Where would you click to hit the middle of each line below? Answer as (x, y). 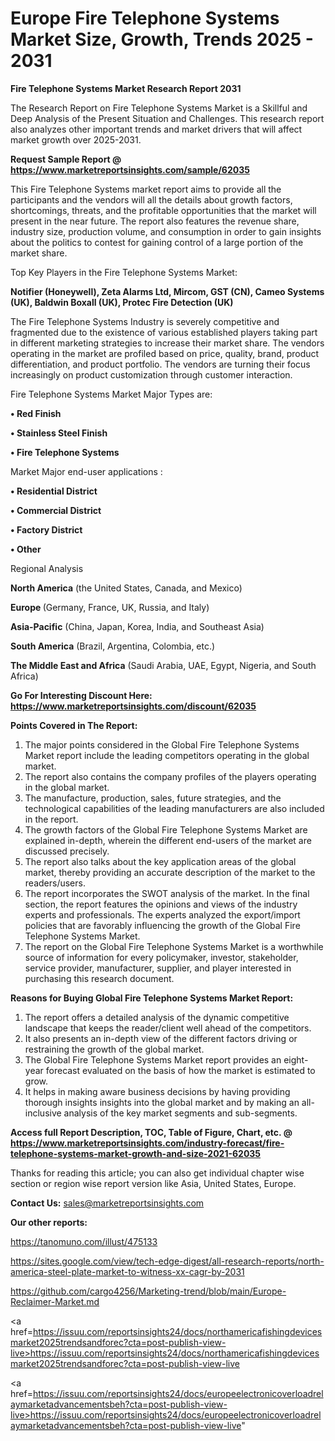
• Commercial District (56, 510)
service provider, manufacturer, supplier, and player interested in (158, 968)
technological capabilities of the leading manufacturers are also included (174, 808)
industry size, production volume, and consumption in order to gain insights (166, 231)
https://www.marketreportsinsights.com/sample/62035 (130, 169)
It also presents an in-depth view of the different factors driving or (161, 1038)
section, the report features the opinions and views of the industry (161, 904)
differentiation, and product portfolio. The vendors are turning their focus (160, 364)
